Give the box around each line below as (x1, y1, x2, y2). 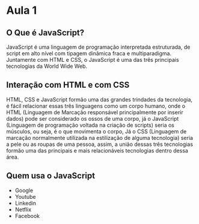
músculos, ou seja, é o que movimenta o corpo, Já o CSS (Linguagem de (6, 127, 187, 135)
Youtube (14, 193, 36, 200)
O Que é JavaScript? (6, 28, 85, 38)
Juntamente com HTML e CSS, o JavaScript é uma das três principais (6, 56, 179, 63)
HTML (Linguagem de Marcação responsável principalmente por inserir (6, 109, 183, 116)
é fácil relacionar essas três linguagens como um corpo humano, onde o (6, 102, 185, 109)
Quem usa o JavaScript (6, 171, 95, 181)
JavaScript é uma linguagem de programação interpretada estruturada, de (6, 43, 191, 50)
